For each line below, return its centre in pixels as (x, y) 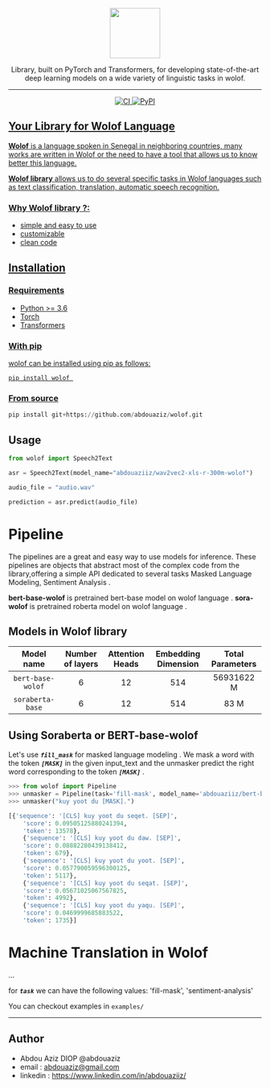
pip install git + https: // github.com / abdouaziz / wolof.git (106, 415)
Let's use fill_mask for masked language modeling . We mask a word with (131, 755)
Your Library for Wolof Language (92, 127)
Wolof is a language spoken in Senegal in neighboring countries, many (125, 145)
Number (82, 654)
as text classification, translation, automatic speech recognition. (114, 186)
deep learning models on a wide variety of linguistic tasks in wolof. (135, 78)
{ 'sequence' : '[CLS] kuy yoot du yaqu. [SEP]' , (104, 906)
